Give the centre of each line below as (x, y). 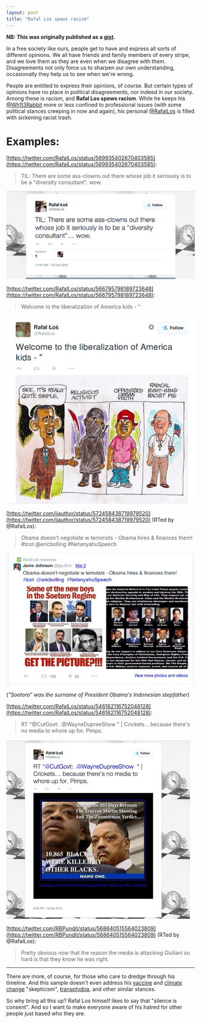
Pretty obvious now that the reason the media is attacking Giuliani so (105, 953)
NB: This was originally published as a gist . (61, 37)
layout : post (22, 13)
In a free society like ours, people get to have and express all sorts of (91, 49)
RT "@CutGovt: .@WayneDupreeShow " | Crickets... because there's (105, 725)
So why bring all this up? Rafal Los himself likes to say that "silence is (92, 1001)
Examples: (33, 141)
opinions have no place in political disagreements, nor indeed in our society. (100, 92)
